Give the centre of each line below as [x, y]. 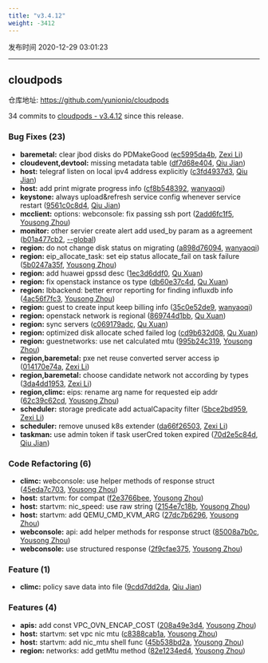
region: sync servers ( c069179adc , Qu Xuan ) [94, 324]
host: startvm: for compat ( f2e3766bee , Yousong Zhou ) [112, 498]
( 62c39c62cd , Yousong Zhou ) [69, 400]
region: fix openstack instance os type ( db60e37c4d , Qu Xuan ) [124, 281]
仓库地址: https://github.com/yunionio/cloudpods [89, 100]
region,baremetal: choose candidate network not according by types [134, 375]
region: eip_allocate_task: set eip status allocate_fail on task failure [130, 256]
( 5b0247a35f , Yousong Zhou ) [68, 264]
